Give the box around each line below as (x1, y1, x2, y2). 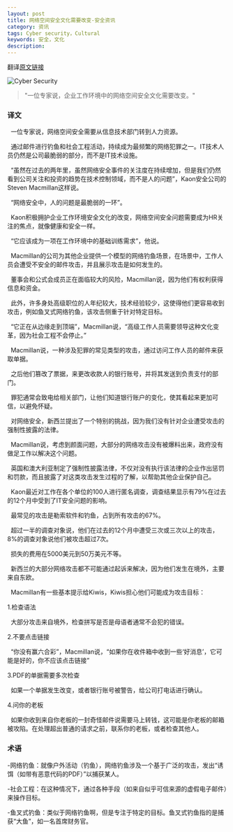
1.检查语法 (7, 603, 36, 612)
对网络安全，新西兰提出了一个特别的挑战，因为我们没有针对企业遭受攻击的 (10, 417, 225, 425)
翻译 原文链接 (7, 63, 44, 71)
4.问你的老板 (7, 701, 44, 710)
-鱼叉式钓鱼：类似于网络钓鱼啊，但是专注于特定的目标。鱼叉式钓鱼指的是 (7, 808, 218, 817)
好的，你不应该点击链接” (19, 657, 90, 665)
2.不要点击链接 (7, 633, 50, 641)
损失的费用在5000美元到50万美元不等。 (10, 550, 126, 558)
